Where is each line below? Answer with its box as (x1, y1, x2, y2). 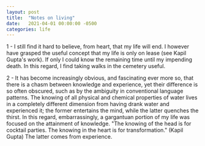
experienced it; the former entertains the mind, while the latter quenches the (6, 107, 199, 114)
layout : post (6, 9, 40, 15)
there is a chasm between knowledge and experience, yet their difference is (6, 81, 198, 88)
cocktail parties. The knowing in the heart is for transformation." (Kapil (6, 126, 184, 134)
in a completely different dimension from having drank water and (6, 101, 170, 108)
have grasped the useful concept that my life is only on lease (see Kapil (6, 50, 187, 57)
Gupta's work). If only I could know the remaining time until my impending (6, 56, 193, 63)
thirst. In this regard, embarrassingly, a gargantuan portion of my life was (6, 113, 190, 121)
